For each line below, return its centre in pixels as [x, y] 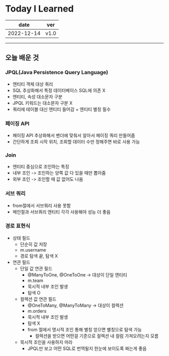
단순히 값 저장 [33, 244]
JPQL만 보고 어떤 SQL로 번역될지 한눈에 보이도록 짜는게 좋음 [87, 348]
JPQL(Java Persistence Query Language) [57, 73]
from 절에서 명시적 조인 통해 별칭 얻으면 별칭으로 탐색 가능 [84, 329]
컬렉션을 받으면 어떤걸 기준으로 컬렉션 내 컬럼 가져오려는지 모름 [97, 336]
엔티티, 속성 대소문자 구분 [37, 97]
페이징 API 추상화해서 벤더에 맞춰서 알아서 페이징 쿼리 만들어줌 [74, 135]
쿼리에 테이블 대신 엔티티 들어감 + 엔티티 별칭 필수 [62, 109]
